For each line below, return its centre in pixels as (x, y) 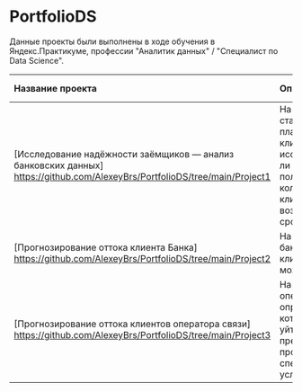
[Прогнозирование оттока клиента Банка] (106, 247)
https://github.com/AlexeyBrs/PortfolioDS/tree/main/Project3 (142, 334)
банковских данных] (59, 165)
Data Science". (37, 60)
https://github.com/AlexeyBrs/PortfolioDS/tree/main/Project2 (142, 258)
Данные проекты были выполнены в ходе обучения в (112, 41)
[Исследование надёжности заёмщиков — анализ (124, 154)
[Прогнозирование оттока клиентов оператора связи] (133, 324)
